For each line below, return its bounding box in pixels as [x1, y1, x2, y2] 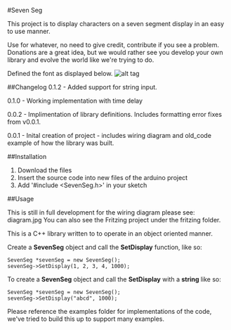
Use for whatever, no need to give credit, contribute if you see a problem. [7, 41, 220, 49]
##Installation [7, 153, 47, 160]
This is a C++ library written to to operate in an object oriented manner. [7, 229, 213, 238]
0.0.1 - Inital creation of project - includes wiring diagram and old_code [7, 132, 212, 139]
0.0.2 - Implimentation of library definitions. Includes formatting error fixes [7, 110, 223, 118]
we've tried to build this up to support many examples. [7, 315, 165, 323]
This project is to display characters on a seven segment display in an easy [7, 20, 225, 27]
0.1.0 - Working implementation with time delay [7, 96, 143, 105]
